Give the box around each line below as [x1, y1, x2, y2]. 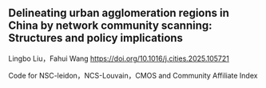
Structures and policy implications [8, 31, 184, 45]
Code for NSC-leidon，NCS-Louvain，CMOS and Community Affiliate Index [8, 70, 258, 80]
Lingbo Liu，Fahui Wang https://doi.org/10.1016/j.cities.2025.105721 [8, 54, 229, 63]
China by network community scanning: [8, 19, 213, 33]
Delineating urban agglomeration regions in [8, 6, 230, 20]
